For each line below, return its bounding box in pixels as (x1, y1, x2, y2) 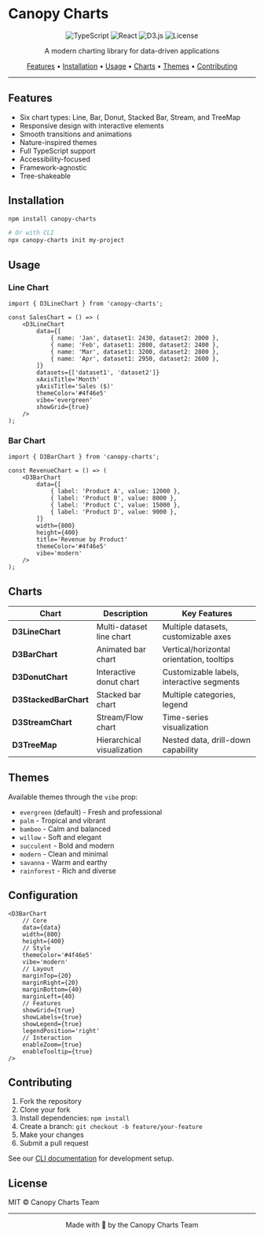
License (8, 1176, 48, 1190)
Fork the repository (19, 1097, 82, 1106)
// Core (22, 916, 47, 924)
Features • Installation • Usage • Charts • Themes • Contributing (26, 61, 238, 71)
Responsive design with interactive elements (19, 121, 165, 130)
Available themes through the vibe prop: (8, 792, 138, 801)
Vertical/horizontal (162, 644, 230, 655)
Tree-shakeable (19, 171, 71, 180)
